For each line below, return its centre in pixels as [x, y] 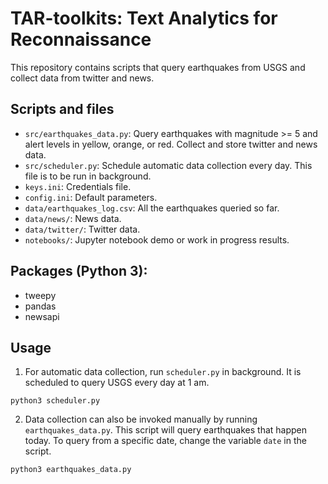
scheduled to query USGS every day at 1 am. [117, 383]
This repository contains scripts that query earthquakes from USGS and [158, 67]
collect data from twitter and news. [82, 78]
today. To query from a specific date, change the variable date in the [165, 441]
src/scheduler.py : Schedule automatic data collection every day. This [168, 165]
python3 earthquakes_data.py [71, 470]
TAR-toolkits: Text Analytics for [144, 18]
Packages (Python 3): [79, 271]
